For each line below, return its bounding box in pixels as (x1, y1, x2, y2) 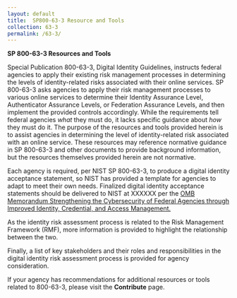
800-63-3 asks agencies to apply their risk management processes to (7, 85, 211, 94)
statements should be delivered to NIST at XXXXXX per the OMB (7, 189, 195, 198)
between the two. (7, 233, 59, 242)
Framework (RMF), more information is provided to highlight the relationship (7, 225, 228, 234)
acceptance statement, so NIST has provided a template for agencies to (7, 174, 217, 183)
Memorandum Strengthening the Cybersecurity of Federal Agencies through (7, 197, 230, 205)
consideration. (7, 262, 49, 270)
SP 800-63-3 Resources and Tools (7, 49, 111, 58)
